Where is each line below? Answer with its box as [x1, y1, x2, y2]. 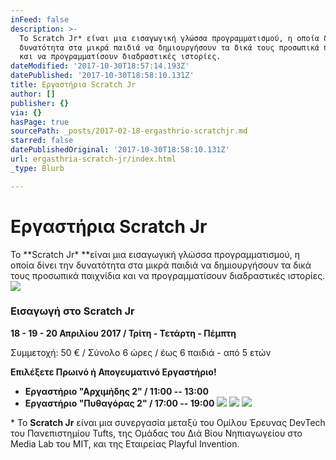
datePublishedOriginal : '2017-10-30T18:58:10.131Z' [10, 145, 230, 155]
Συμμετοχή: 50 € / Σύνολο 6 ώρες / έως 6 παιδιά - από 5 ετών [10, 346, 272, 358]
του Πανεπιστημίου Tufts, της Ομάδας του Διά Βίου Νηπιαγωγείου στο [10, 427, 303, 439]
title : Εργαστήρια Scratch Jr [10, 80, 137, 90]
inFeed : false [10, 14, 70, 25]
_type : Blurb [10, 163, 65, 173]
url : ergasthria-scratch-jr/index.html [10, 154, 177, 164]
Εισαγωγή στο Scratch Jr [10, 304, 135, 318]
